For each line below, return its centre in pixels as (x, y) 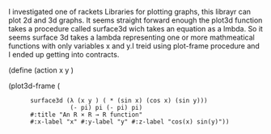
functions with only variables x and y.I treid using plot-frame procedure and (134, 46)
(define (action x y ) (41, 70)
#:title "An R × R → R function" (86, 115)
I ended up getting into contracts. (64, 54)
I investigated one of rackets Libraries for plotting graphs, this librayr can (130, 12)
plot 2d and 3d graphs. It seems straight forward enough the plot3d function (135, 20)
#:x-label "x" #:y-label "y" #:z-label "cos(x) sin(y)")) (129, 122)
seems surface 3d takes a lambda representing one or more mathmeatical (131, 37)
